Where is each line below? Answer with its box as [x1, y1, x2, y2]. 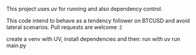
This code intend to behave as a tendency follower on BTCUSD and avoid [6, 17, 190, 24]
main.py [6, 42, 26, 49]
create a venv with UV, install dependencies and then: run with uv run [6, 35, 181, 42]
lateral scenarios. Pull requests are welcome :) [6, 24, 122, 31]
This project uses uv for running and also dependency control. [6, 5, 163, 12]
